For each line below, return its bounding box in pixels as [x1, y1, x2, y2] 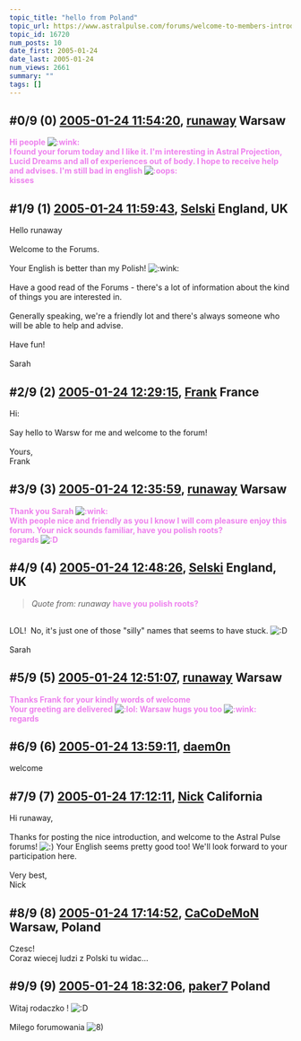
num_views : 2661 [9, 64, 70, 73]
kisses [9, 175, 34, 186]
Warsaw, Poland [9, 919, 101, 934]
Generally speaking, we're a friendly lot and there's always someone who [9, 311, 280, 321]
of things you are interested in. [9, 292, 123, 302]
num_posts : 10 [9, 38, 63, 48]
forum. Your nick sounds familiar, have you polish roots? [9, 524, 224, 535]
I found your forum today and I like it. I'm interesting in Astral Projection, [9, 146, 282, 157]
